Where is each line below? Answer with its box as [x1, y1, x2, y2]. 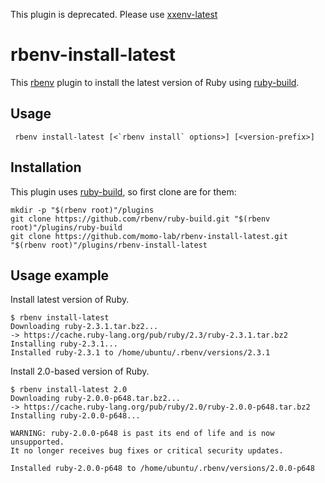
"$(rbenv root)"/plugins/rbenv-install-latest [10, 240, 208, 250]
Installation [10, 159, 82, 176]
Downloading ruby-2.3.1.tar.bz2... [10, 322, 159, 332]
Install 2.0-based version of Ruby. [10, 365, 150, 378]
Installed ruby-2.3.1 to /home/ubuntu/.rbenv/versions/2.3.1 [10, 348, 271, 358]
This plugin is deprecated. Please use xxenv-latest [10, 9, 218, 20]
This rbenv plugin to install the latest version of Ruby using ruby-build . [10, 76, 300, 88]
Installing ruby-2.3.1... [10, 339, 118, 349]
